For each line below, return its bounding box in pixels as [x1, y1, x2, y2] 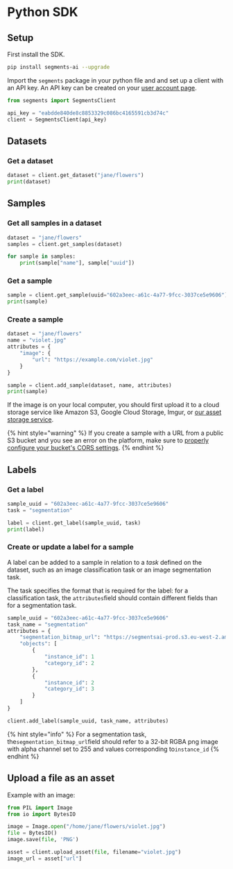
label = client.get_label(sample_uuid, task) [7, 519, 141, 527]
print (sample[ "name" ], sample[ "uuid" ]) [19, 260, 135, 267]
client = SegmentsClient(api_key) [7, 116, 107, 123]
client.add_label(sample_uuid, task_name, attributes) [7, 717, 169, 725]
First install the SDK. [7, 50, 65, 58]
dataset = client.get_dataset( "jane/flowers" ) [7, 172, 144, 179]
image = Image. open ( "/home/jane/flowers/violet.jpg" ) [7, 823, 166, 830]
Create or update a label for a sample [7, 543, 134, 552]
